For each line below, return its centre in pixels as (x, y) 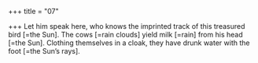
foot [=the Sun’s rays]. (44, 51)
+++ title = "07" (33, 11)
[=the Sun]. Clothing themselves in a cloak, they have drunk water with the (129, 43)
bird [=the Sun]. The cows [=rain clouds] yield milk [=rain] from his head (125, 35)
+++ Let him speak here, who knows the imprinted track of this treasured (127, 26)
